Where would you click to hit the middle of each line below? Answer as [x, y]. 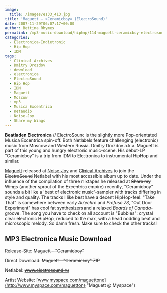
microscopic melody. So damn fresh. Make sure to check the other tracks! [81, 223]
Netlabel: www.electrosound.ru [37, 270]
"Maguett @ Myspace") [111, 285]
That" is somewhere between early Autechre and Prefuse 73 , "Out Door [79, 202]
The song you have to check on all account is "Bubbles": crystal [87, 213]
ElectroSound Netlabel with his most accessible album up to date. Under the [83, 176]
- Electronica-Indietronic [38, 42]
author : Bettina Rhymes [30, 28]
